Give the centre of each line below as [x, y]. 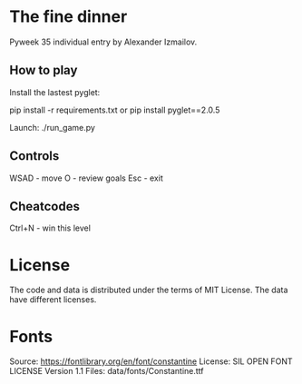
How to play [44, 70]
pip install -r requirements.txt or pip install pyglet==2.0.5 [115, 110]
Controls [34, 156]
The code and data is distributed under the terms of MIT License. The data [149, 290]
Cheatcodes [44, 206]
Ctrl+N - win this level [50, 228]
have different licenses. [53, 300]
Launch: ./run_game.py [52, 127]
